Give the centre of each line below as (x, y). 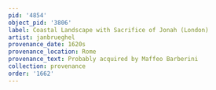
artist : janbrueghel (42, 37)
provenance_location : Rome (52, 52)
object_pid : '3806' (40, 23)
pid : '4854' (27, 15)
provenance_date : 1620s (47, 45)
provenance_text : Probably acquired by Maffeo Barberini (103, 59)
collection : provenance (47, 67)
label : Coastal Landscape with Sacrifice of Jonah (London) (109, 30)
